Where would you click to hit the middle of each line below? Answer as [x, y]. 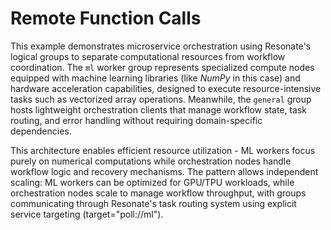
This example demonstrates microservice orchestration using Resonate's [161, 46]
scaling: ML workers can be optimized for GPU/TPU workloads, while [152, 182]
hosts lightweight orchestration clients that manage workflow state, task [159, 109]
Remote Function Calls [106, 18]
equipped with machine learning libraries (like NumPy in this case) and [155, 78]
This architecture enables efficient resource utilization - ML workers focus [163, 150]
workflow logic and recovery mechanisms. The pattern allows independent [164, 171]
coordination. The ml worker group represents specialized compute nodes [162, 67]
